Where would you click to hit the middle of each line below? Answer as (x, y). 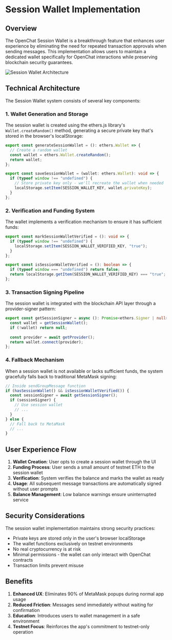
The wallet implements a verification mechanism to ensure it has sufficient (84, 222)
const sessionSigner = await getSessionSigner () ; (64, 395)
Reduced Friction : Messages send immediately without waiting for (83, 605)
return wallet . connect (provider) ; (47, 342)
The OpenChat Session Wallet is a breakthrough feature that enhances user (85, 40)
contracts (23, 560)
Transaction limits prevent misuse (48, 565)
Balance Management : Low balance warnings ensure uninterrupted (84, 495)
